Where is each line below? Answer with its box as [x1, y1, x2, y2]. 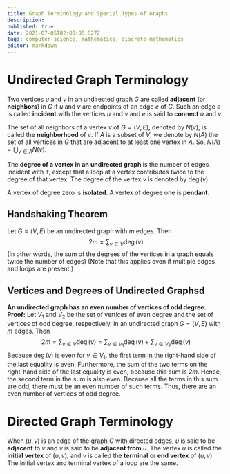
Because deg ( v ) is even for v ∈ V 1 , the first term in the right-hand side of [7, 351, 216, 361]
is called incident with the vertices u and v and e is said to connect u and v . [7, 109, 223, 118]
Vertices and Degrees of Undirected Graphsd [7, 284, 205, 296]
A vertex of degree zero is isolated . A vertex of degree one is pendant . [7, 188, 209, 197]
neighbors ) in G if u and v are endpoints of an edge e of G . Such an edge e [7, 102, 221, 111]
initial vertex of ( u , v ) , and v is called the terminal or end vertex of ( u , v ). [7, 451, 214, 459]
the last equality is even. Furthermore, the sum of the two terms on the [7, 360, 208, 368]
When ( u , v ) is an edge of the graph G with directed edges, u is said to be [7, 437, 215, 445]
